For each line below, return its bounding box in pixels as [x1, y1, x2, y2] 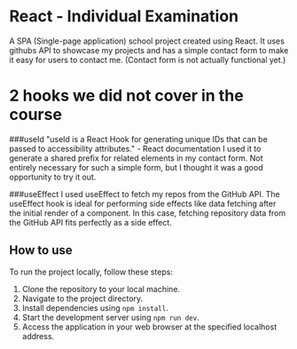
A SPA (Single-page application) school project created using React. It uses [9, 36, 285, 46]
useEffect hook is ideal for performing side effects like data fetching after [9, 198, 277, 209]
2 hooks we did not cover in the [9, 86, 244, 106]
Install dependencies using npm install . [21, 302, 168, 313]
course [9, 105, 62, 125]
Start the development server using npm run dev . [21, 312, 199, 322]
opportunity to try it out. [9, 171, 97, 182]
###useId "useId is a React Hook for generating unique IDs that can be [9, 133, 268, 144]
